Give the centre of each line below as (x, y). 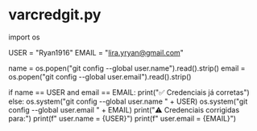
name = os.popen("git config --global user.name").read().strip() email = (127, 68)
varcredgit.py (55, 15)
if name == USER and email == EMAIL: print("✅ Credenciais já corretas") (129, 92)
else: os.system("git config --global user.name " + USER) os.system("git (128, 101)
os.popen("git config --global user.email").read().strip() (100, 76)
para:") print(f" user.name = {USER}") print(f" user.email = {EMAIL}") (122, 118)
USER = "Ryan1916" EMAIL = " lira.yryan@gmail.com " (96, 52)
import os (24, 37)
